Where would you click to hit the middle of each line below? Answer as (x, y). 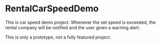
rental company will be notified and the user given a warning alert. (73, 27)
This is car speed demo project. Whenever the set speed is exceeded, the (80, 22)
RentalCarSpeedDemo (52, 9)
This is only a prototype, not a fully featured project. (58, 37)
